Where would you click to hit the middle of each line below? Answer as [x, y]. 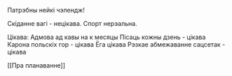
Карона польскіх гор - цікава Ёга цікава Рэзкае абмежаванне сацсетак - [116, 44]
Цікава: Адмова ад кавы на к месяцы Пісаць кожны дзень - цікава [107, 37]
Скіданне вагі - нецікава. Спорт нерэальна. [73, 23]
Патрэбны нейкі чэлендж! [46, 10]
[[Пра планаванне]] [36, 65]
